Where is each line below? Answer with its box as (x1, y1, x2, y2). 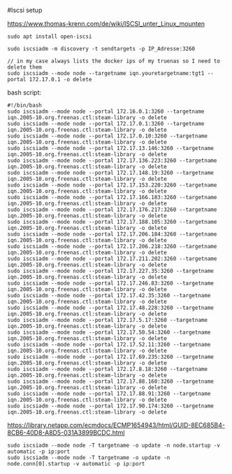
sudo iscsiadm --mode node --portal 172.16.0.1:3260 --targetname (7, 108, 205, 115)
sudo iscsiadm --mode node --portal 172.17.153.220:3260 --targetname (7, 182, 217, 189)
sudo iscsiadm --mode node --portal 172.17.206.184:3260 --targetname (7, 231, 217, 238)
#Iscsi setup (7, 6, 43, 14)
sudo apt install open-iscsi (7, 33, 92, 40)
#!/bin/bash (7, 102, 42, 109)
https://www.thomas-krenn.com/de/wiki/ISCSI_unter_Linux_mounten (7, 20, 205, 27)
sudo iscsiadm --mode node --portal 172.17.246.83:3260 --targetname (7, 280, 215, 287)
